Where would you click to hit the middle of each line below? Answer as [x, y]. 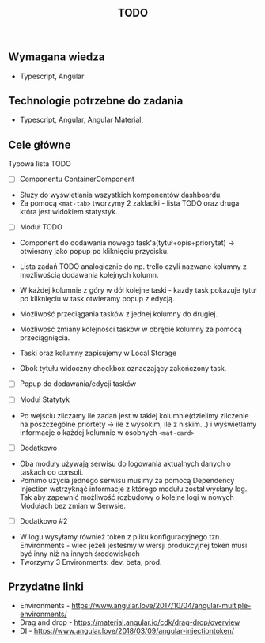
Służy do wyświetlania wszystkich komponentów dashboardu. [121, 195]
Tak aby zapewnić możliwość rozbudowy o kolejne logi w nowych [127, 497]
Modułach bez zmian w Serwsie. [73, 505]
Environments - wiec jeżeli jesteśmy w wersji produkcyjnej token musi [133, 545]
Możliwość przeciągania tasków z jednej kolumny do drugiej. [119, 314]
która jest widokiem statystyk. [68, 212]
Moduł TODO [41, 227]
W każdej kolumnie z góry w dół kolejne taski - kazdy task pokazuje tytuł [138, 290]
